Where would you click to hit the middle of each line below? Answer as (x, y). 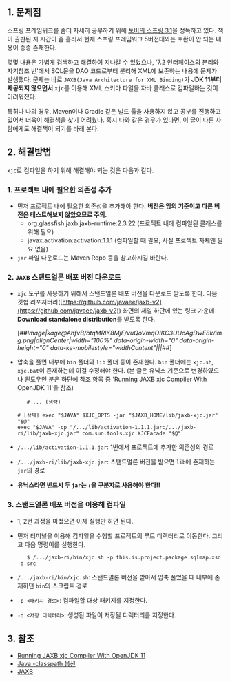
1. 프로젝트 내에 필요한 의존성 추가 (60, 189)
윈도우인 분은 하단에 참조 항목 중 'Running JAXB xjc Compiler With (116, 379)
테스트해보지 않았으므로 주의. (69, 214)
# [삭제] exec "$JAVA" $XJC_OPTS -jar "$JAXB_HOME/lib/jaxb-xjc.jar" (117, 415)
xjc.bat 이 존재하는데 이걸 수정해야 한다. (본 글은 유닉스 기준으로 (103, 371)
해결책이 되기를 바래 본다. (65, 128)
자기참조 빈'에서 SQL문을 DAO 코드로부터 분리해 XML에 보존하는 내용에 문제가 (112, 70)
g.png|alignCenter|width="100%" (64, 340)
